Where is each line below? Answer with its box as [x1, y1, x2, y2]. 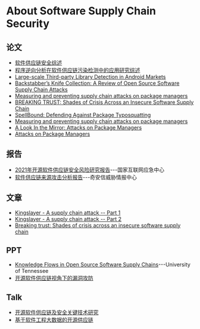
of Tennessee [14, 267, 49, 275]
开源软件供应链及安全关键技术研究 [14, 309, 99, 316]
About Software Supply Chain [6, 4, 157, 18]
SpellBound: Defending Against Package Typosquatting [14, 112, 151, 118]
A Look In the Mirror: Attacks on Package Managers [14, 124, 142, 131]
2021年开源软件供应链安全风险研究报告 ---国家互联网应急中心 [14, 166, 165, 173]
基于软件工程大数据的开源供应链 [14, 316, 93, 324]
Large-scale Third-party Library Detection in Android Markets [14, 73, 166, 80]
